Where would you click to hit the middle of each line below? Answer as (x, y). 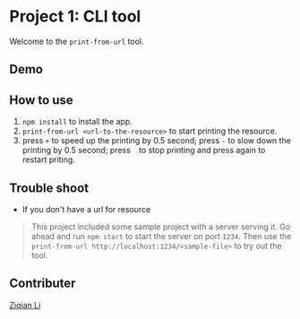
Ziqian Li (25, 305)
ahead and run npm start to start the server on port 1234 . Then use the (161, 236)
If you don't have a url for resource (86, 209)
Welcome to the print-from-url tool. (77, 41)
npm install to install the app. (77, 122)
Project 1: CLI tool (75, 17)
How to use (41, 100)
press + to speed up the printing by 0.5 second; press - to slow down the (156, 141)
